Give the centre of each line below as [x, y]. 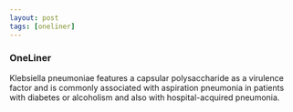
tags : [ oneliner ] [42, 26]
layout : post [34, 18]
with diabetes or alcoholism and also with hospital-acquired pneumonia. [145, 97]
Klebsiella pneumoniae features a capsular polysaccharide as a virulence [147, 77]
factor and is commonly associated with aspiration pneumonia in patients [147, 87]
